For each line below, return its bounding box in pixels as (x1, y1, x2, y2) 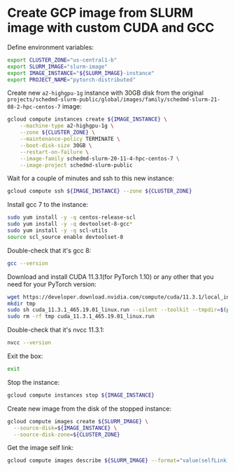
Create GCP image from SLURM (7, 5, 194, 21)
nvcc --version (7, 339, 52, 346)
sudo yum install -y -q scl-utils (7, 227, 108, 234)
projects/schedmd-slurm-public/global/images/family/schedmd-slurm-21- (7, 96, 220, 103)
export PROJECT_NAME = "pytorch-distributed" (7, 76, 136, 83)
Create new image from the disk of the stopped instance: (7, 404, 172, 413)
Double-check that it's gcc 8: (7, 246, 92, 254)
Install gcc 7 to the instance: (7, 200, 89, 209)
